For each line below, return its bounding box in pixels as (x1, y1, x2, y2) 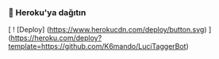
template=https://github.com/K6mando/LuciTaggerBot (8, 42, 186, 51)
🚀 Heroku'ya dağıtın (8, 7, 86, 18)
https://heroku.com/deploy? (10, 33, 102, 42)
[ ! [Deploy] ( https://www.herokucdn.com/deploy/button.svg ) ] (8, 25, 212, 35)
